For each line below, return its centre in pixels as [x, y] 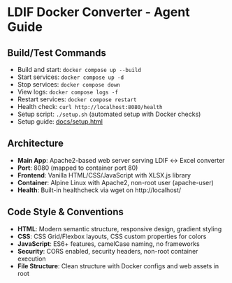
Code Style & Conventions [66, 212]
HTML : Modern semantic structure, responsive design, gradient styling [119, 228]
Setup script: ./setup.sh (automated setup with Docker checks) [109, 114]
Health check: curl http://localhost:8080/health [90, 107]
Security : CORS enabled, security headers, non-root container [108, 251]
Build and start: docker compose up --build [79, 70]
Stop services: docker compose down [68, 84]
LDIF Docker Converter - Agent [99, 12]
